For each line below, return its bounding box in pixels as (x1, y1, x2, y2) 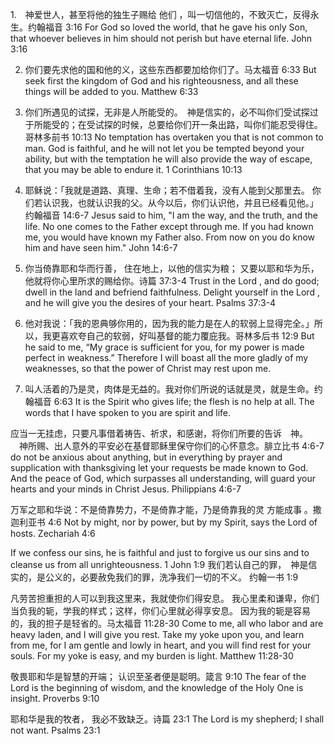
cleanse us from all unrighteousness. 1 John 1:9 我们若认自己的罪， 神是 (10, 559, 309, 570)
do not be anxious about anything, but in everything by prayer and (10, 451, 283, 463)
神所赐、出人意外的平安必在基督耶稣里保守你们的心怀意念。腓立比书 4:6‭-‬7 (18, 440, 325, 452)
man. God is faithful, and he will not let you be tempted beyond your (24, 143, 305, 154)
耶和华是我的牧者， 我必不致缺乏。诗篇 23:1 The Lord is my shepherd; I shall (10, 713, 325, 725)
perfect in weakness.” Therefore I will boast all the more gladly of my (24, 352, 309, 363)
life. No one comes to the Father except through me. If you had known (24, 221, 314, 232)
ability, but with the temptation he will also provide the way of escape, (24, 153, 313, 165)
